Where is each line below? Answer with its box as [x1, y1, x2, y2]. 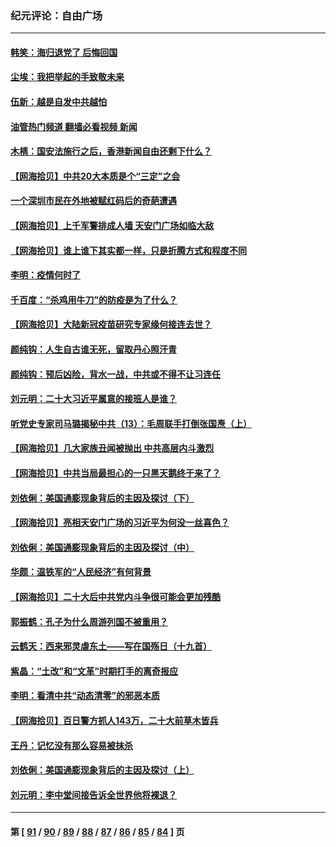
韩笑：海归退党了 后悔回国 [10, 46, 118, 58]
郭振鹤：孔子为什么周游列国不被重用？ [10, 615, 168, 627]
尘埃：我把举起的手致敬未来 [10, 71, 125, 83]
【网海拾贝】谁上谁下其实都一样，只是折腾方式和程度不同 [10, 244, 247, 256]
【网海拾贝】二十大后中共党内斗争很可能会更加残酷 [10, 590, 221, 602]
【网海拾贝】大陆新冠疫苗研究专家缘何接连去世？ [10, 318, 212, 331]
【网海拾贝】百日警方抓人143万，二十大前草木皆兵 [10, 714, 219, 726]
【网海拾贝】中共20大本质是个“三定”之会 [10, 170, 181, 182]
